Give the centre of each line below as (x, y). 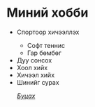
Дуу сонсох (34, 60)
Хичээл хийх (36, 75)
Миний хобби (47, 13)
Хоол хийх (32, 67)
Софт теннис (46, 45)
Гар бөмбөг (44, 53)
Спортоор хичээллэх (48, 32)
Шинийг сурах (38, 82)
